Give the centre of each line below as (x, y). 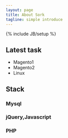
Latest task (24, 50)
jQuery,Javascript (28, 117)
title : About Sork (25, 15)
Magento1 (23, 62)
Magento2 (24, 68)
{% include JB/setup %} (31, 34)
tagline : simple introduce (34, 19)
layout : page (20, 10)
